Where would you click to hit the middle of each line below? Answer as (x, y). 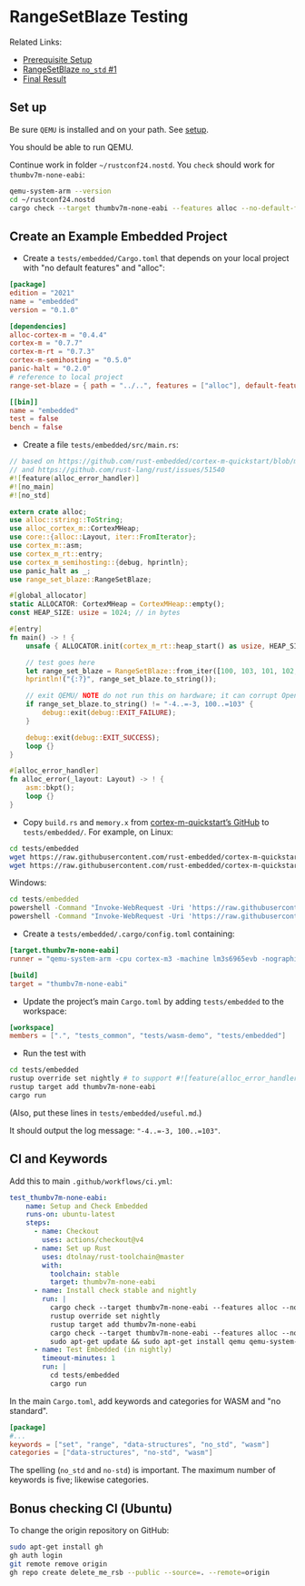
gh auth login (36, 1555)
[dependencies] (38, 326)
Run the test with (54, 1054)
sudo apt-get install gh (56, 1547)
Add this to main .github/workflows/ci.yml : (91, 1181)
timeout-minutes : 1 (79, 1359)
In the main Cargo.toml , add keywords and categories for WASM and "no (145, 1401)
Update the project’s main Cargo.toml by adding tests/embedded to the (153, 1001)
